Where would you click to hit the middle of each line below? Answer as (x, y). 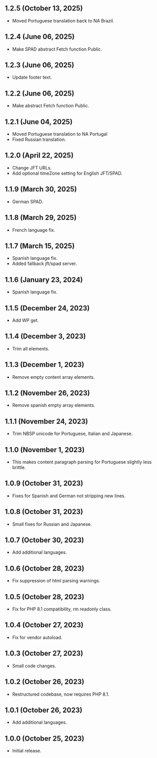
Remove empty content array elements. (53, 377)
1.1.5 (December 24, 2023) (47, 308)
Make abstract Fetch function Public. (51, 106)
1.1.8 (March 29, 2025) (41, 218)
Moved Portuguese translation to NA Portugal (60, 134)
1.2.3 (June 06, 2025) (40, 65)
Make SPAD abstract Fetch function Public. (57, 49)
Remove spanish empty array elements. (54, 405)
